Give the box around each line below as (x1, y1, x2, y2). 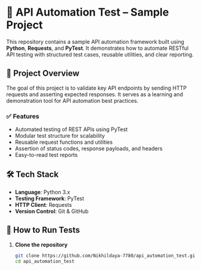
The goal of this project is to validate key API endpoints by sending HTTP (6, 84, 187, 91)
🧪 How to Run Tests (6, 225, 80, 235)
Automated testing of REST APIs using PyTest (14, 126, 128, 133)
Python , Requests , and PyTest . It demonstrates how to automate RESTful (6, 44, 189, 52)
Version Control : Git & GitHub (14, 207, 89, 215)
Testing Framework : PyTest (14, 195, 85, 202)
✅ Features (6, 112, 40, 120)
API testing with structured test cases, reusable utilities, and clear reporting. (6, 51, 194, 58)
